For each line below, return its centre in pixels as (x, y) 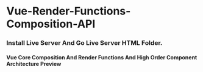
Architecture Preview (34, 64)
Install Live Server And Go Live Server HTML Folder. (84, 43)
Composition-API (51, 24)
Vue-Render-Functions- (69, 11)
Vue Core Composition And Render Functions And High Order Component (102, 57)
